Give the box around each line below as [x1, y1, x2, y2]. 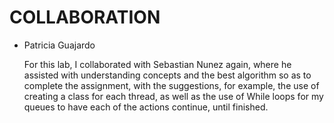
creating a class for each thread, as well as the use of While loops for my [23, 90, 324, 102]
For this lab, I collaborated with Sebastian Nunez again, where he [23, 58, 292, 70]
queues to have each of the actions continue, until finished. [23, 101, 269, 113]
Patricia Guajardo [23, 39, 96, 51]
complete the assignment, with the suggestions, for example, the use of [23, 79, 320, 91]
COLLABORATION [9, 6, 161, 29]
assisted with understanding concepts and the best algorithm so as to [23, 69, 312, 81]
